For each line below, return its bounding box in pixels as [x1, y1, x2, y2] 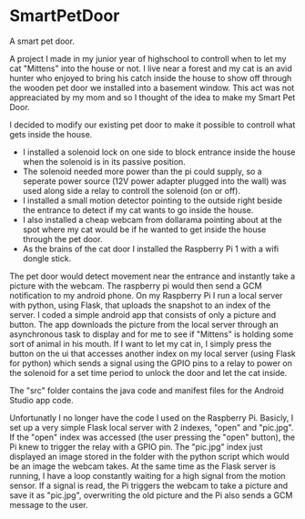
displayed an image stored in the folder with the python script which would [9, 451, 290, 462]
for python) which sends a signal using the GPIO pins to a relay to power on [9, 357, 293, 369]
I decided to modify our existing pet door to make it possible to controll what [9, 119, 296, 130]
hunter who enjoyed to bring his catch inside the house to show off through [9, 72, 292, 83]
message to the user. [9, 499, 88, 510]
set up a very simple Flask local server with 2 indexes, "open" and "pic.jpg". [9, 422, 294, 432]
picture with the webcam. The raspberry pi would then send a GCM [9, 280, 262, 291]
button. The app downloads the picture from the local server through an [9, 319, 280, 330]
